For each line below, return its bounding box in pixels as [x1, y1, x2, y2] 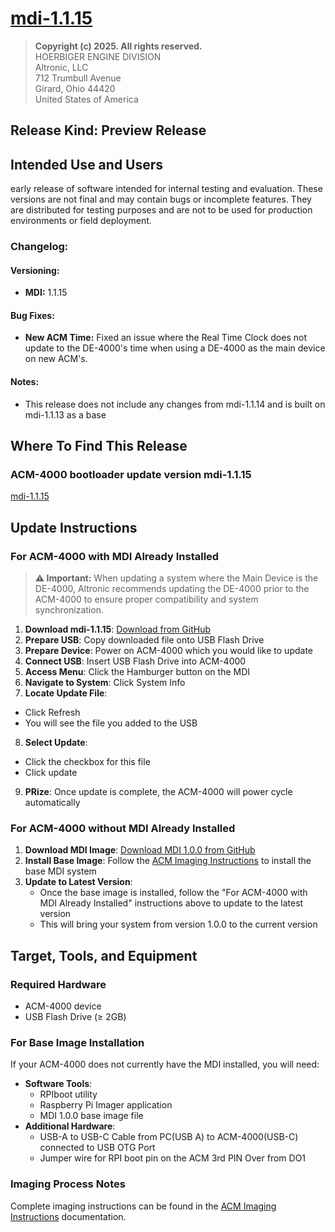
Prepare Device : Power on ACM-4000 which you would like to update [24, 645, 314, 657]
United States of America [34, 93, 139, 105]
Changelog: [10, 240, 69, 254]
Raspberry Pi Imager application [39, 1099, 173, 1111]
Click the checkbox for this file [24, 756, 151, 768]
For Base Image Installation [10, 1035, 145, 1049]
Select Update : [24, 737, 88, 749]
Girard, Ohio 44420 [34, 82, 116, 94]
